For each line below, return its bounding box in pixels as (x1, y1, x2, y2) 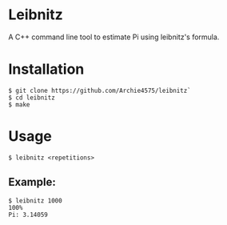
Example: (8, 175, 56, 189)
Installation (8, 60, 85, 78)
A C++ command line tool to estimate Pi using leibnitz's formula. (8, 32, 220, 42)
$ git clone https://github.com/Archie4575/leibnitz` (8, 86, 192, 94)
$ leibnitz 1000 (8, 196, 62, 205)
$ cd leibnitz (8, 94, 56, 102)
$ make (8, 100, 30, 109)
